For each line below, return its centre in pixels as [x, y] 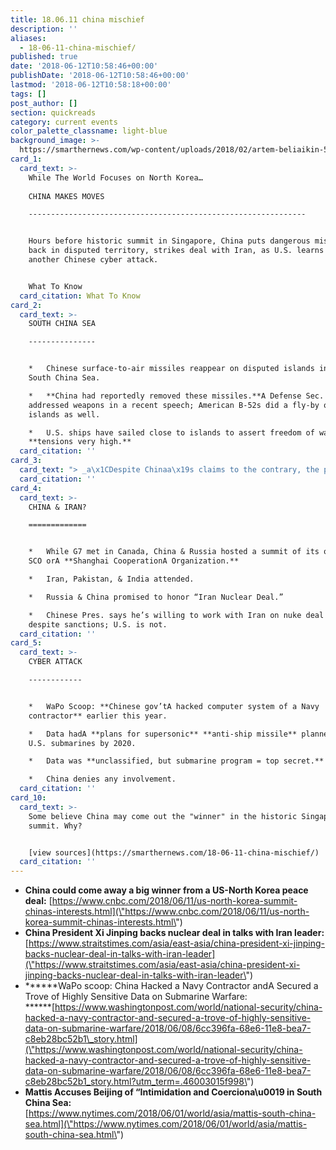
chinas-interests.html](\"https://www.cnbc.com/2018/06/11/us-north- [167, 912]
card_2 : [26, 305]
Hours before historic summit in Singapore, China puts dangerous [169, 241]
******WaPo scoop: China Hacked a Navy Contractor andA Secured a [171, 986]
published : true [44, 57]
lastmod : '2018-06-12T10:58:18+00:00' [91, 85]
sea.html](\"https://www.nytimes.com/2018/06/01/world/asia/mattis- [166, 1124]
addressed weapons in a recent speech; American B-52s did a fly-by [174, 405]
